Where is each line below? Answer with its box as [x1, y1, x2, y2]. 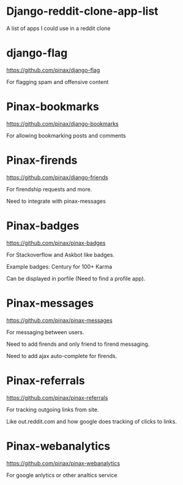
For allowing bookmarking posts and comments [6, 132, 127, 139]
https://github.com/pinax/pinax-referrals [6, 394, 108, 401]
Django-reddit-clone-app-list [6, 4, 159, 18]
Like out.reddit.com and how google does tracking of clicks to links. [6, 418, 177, 425]
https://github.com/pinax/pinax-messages [6, 316, 113, 324]
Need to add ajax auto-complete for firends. [6, 352, 118, 359]
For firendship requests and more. [6, 185, 92, 193]
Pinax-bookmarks [6, 100, 99, 114]
